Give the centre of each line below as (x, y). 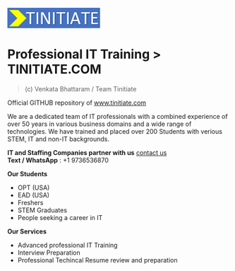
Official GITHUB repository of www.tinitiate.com (77, 103)
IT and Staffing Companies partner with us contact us (87, 152)
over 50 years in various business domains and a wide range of (100, 124)
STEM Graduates (42, 210)
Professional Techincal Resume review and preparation (97, 260)
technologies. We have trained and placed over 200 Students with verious (115, 131)
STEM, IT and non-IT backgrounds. (58, 139)
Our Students (28, 173)
